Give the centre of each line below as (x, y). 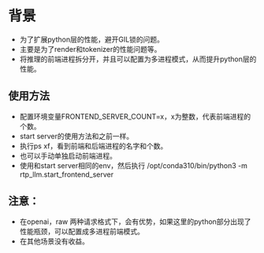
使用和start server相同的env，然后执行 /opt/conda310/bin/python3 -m (134, 165)
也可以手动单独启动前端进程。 (68, 156)
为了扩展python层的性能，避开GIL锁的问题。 (91, 39)
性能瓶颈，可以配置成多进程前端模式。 (82, 231)
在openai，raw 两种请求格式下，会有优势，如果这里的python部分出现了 (135, 222)
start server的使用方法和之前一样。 (76, 136)
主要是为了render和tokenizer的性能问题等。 (90, 49)
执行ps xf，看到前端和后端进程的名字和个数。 (93, 145)
